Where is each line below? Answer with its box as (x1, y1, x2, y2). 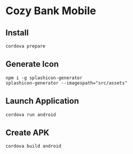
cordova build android (5, 143, 61, 149)
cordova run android (5, 112, 57, 117)
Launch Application (5, 96, 79, 106)
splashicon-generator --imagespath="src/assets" (5, 80, 128, 86)
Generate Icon (5, 59, 59, 69)
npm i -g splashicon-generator (5, 75, 83, 81)
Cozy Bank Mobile (5, 4, 96, 18)
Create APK (5, 128, 50, 138)
